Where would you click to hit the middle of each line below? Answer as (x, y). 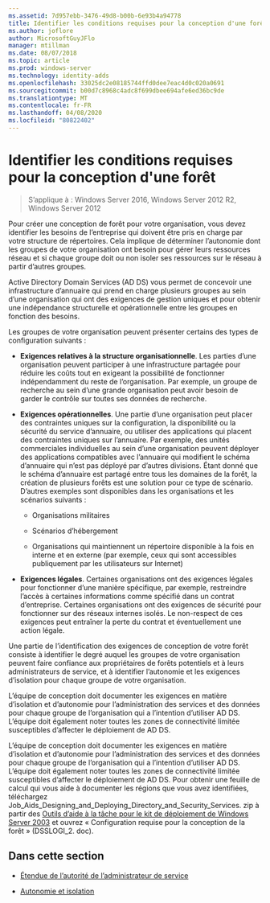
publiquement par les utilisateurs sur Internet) (107, 563)
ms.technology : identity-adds (59, 76)
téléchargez (28, 796)
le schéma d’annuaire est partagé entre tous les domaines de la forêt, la (138, 474)
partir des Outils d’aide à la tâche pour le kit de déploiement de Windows (129, 814)
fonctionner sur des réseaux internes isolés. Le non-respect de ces (131, 613)
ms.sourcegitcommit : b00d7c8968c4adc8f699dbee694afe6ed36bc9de (117, 90)
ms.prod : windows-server (50, 68)
